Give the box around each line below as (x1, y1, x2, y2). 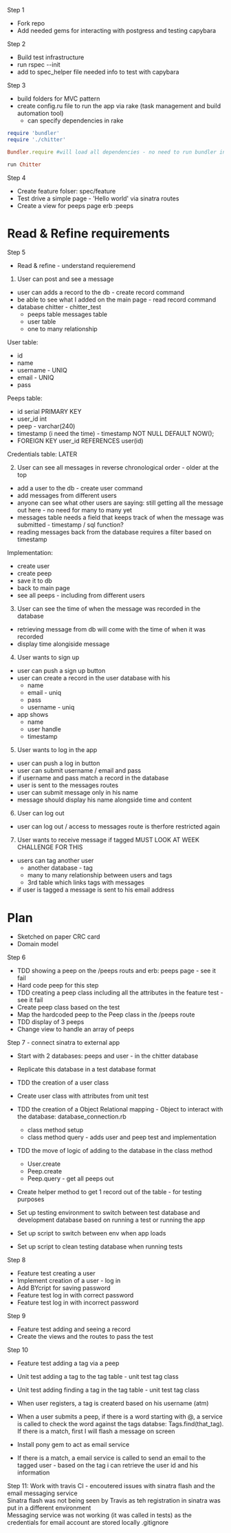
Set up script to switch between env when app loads (16, 1229, 166, 1238)
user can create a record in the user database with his (16, 674, 170, 682)
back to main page (16, 584, 70, 592)
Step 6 (7, 953, 26, 961)
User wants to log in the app (16, 746, 98, 754)
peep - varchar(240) (16, 422, 76, 430)
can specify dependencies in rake (27, 116, 124, 125)
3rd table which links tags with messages (27, 878, 145, 887)
